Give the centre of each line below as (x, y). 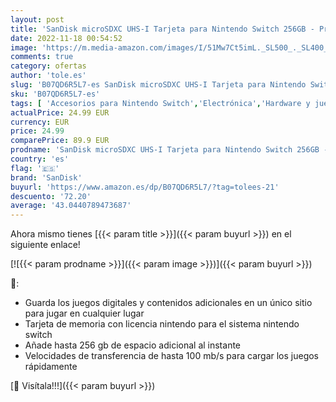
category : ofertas (48, 66)
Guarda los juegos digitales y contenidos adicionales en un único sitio (168, 303)
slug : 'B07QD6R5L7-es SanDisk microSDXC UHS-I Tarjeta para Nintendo (158, 85)
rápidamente (51, 367)
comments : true (42, 57)
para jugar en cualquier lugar (84, 313)
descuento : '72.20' (51, 196)
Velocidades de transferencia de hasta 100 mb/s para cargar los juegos (172, 356)
